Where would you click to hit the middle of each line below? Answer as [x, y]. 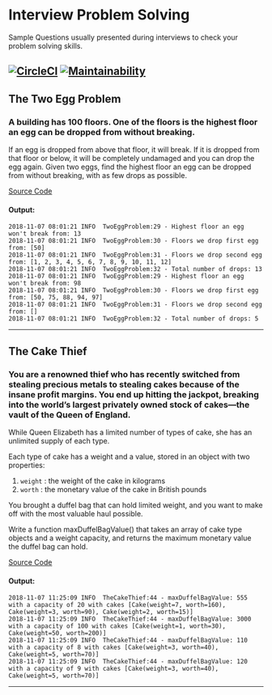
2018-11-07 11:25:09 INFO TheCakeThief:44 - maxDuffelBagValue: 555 [128, 598]
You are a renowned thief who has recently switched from [124, 374]
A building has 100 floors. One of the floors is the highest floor [133, 121]
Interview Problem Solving [99, 15]
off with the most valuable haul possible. [76, 513]
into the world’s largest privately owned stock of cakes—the [129, 405]
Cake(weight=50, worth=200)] [57, 634]
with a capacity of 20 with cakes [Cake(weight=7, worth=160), [117, 605]
